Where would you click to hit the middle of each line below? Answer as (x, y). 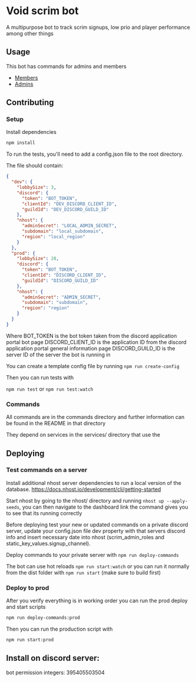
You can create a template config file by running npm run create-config (93, 366)
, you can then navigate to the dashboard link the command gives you (104, 507)
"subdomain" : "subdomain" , (55, 303)
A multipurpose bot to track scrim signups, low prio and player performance (98, 27)
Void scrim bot (42, 11)
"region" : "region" (45, 308)
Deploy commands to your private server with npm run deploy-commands (93, 555)
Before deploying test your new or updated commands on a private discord (97, 524)
